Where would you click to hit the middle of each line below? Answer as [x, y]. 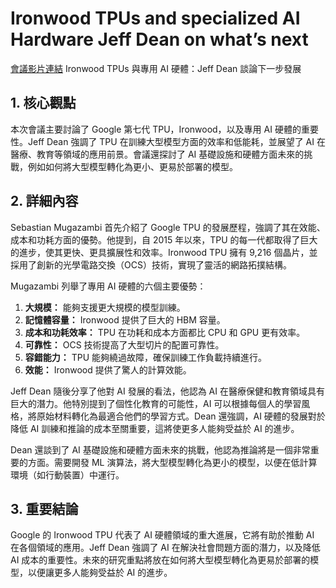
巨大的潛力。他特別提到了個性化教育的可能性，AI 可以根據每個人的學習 [156, 403]
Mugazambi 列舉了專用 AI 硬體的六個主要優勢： [108, 286]
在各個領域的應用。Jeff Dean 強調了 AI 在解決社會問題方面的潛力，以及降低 [165, 548]
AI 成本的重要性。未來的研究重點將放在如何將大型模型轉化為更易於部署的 [160, 560]
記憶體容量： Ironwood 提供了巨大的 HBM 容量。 [125, 319]
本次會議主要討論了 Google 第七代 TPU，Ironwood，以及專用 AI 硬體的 [156, 129]
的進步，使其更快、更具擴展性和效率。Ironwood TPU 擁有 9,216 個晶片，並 [164, 252]
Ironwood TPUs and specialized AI [155, 18]
